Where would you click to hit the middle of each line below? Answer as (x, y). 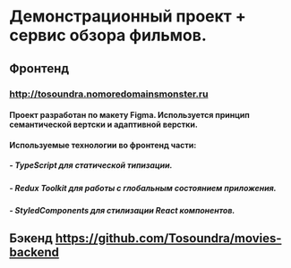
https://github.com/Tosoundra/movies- (168, 239)
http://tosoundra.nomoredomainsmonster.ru (109, 94)
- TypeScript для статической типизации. (91, 165)
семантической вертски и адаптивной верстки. (104, 125)
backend (34, 252)
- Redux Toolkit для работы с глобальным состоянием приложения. (143, 188)
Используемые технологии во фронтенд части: (103, 145)
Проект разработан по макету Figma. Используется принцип (130, 115)
